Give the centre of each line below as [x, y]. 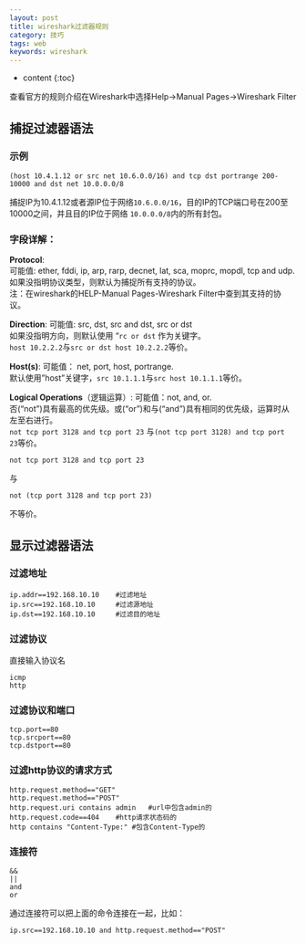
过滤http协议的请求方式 [61, 771]
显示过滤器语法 [51, 545]
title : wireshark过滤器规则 [59, 26]
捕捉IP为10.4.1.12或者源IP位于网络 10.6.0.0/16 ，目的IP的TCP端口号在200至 [149, 202]
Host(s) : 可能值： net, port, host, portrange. [92, 367]
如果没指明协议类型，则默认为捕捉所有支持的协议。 [105, 282]
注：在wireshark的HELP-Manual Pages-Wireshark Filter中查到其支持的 [142, 294]
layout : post [34, 18]
